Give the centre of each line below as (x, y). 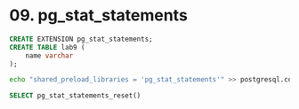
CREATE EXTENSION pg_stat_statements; (81, 39)
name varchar (49, 55)
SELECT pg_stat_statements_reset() (75, 96)
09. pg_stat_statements (99, 16)
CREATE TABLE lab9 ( (48, 47)
